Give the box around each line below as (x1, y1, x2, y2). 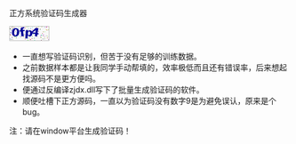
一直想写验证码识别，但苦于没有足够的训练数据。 (21, 52, 202, 61)
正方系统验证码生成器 (9, 8, 87, 18)
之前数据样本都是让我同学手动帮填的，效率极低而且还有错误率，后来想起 (21, 62, 287, 73)
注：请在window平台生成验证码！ (9, 125, 132, 136)
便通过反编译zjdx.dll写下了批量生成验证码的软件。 (21, 84, 204, 95)
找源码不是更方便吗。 (21, 74, 100, 84)
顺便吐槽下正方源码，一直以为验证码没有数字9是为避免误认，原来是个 (21, 96, 277, 106)
